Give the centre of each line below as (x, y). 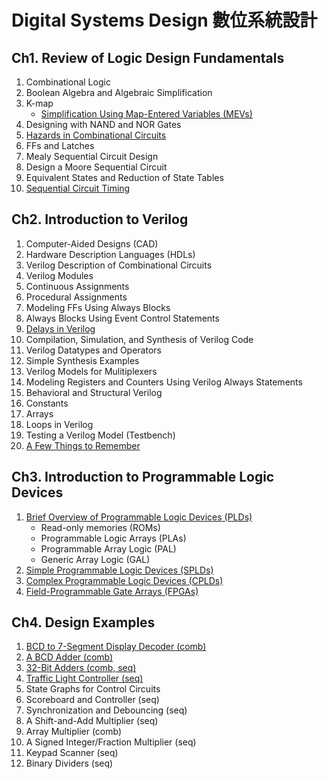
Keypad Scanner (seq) (72, 753)
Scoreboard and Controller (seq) (92, 700)
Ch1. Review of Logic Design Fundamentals (148, 57)
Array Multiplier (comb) (74, 732)
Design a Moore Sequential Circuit (96, 167)
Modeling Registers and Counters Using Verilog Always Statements (164, 382)
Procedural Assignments (76, 297)
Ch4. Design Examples (83, 622)
